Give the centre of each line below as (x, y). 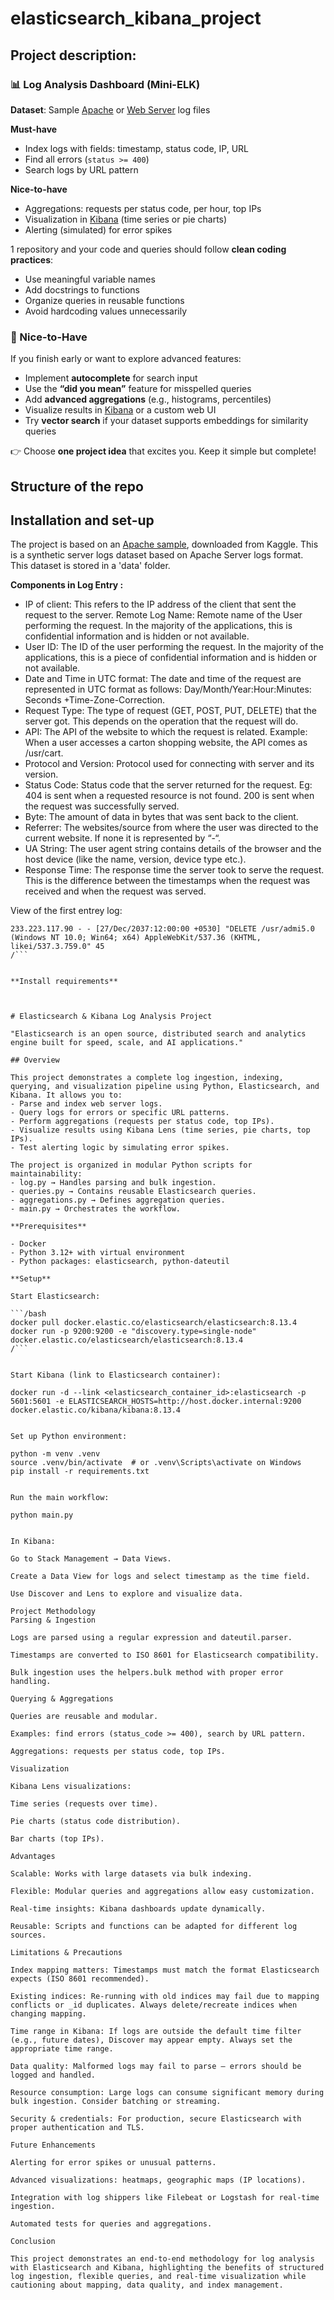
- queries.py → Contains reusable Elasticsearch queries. (133, 1192)
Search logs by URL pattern (81, 169)
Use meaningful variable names (90, 279)
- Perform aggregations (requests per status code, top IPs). (142, 1122)
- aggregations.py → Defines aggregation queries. (118, 1200)
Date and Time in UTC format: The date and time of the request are (163, 679)
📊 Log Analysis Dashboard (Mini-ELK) (105, 84)
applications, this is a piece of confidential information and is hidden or (171, 658)
